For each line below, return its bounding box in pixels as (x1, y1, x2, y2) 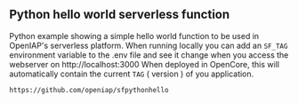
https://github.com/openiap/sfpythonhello (9, 85, 169, 94)
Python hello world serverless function (9, 7, 230, 22)
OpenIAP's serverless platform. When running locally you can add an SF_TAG (9, 40, 288, 51)
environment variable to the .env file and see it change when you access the (9, 49, 289, 60)
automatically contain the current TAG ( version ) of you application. (9, 68, 254, 79)
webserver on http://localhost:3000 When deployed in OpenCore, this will (9, 59, 280, 69)
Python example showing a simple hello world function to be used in (9, 30, 260, 41)
